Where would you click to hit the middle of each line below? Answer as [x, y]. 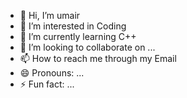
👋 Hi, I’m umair [50, 15]
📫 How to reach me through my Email [98, 58]
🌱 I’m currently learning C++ [78, 36]
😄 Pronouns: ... [52, 73]
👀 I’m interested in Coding [73, 26]
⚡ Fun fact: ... [47, 84]
